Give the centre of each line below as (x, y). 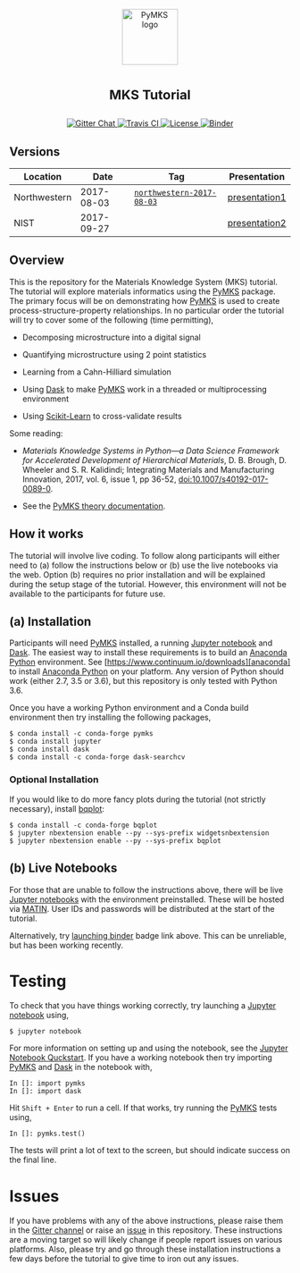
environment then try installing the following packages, (110, 717)
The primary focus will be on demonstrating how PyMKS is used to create (145, 300)
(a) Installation (50, 622)
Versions (35, 152)
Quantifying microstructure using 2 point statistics (114, 354)
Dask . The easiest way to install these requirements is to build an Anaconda (148, 653)
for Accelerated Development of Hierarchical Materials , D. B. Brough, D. (154, 459)
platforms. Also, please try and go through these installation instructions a (145, 1249)
